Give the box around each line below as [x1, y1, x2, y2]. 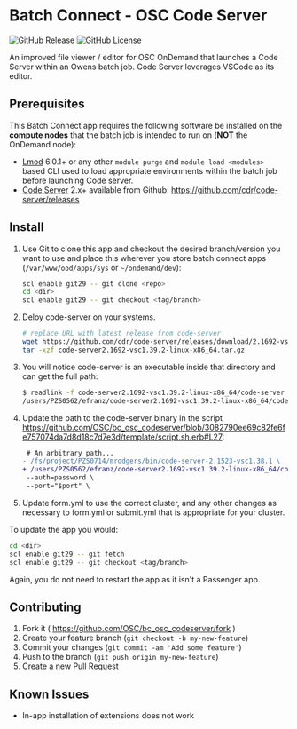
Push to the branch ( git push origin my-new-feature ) [21, 652, 219, 662]
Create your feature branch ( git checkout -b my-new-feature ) [21, 632, 249, 644]
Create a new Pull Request [21, 661, 120, 671]
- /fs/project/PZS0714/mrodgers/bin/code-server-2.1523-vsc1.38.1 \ [21, 456, 281, 466]
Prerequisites [9, 97, 85, 112]
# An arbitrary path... [26, 448, 114, 457]
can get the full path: [21, 370, 98, 382]
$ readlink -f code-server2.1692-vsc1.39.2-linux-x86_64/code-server [21, 388, 285, 397]
